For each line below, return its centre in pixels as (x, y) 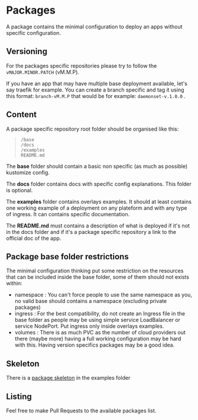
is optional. (20, 190)
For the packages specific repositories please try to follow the (82, 66)
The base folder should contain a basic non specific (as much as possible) (97, 166)
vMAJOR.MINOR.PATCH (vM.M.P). (43, 72)
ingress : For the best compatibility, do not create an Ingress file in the (100, 314)
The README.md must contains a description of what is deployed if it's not (98, 226)
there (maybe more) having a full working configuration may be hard (98, 339)
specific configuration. (33, 32)
